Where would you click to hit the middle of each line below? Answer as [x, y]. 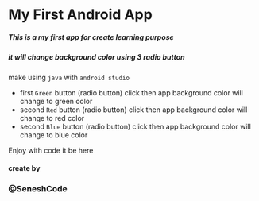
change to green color [56, 101]
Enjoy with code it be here [51, 150]
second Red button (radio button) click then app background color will [133, 110]
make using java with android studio [69, 77]
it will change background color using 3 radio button [97, 57]
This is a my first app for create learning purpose [91, 37]
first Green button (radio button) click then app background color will [131, 92]
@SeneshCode [38, 189]
